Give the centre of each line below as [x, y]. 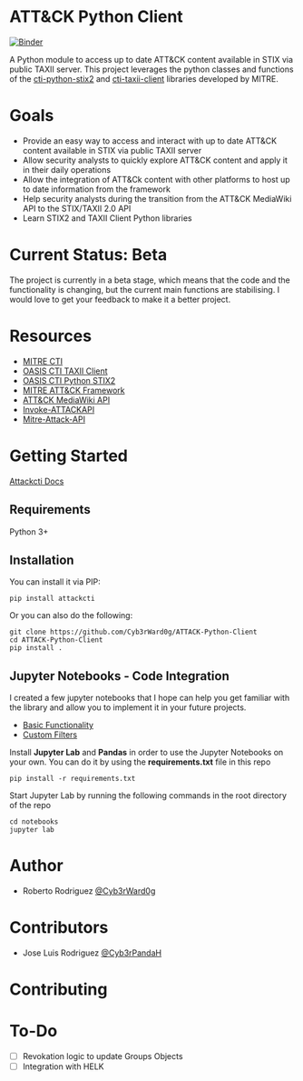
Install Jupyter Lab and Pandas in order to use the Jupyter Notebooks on [147, 753]
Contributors [59, 928]
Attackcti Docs [37, 481]
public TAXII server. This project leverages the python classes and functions [151, 69]
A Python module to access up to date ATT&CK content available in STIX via [151, 59]
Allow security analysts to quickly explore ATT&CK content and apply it [155, 160]
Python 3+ [29, 531]
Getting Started [69, 455]
